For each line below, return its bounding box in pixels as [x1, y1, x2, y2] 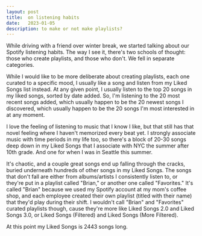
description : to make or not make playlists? [6, 25, 122, 32]
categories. [6, 61, 34, 69]
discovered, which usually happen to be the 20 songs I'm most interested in [6, 105, 195, 112]
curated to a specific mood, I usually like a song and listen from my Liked [6, 79, 188, 87]
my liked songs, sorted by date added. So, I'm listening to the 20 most [6, 92, 180, 99]
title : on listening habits [6, 14, 80, 20]
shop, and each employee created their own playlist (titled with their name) [6, 192, 192, 199]
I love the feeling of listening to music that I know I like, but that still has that [6, 123, 194, 130]
